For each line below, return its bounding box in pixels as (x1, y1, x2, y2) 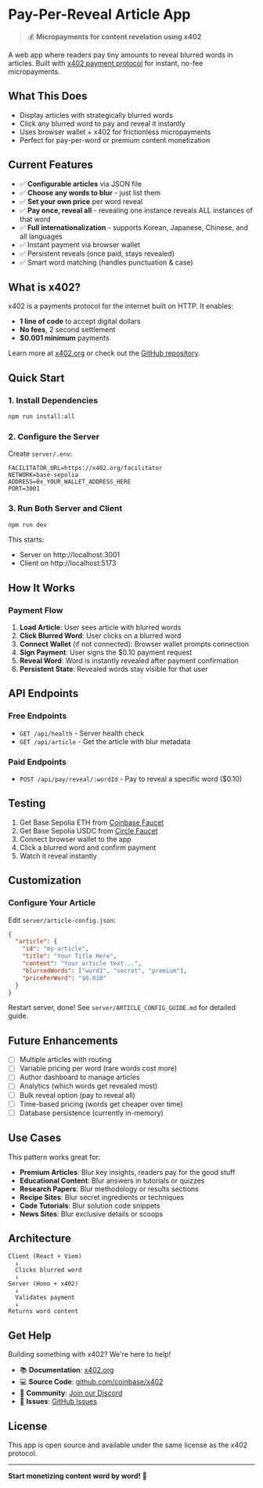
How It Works (8, 581, 76, 594)
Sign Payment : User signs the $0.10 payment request (19, 647, 193, 657)
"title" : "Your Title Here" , (22, 952, 117, 961)
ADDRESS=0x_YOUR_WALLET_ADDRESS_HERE (8, 478, 131, 486)
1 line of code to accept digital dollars (19, 316, 141, 326)
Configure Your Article (8, 897, 96, 908)
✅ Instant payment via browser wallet (19, 239, 141, 249)
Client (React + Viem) (8, 1253, 82, 1260)
